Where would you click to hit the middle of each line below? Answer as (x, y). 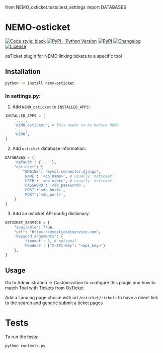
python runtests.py (25, 346)
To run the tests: (22, 337)
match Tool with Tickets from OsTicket (44, 288)
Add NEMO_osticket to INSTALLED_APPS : (51, 107)
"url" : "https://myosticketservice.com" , (57, 232)
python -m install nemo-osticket (40, 83)
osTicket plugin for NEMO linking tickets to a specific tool (64, 56)
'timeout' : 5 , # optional (50, 241)
